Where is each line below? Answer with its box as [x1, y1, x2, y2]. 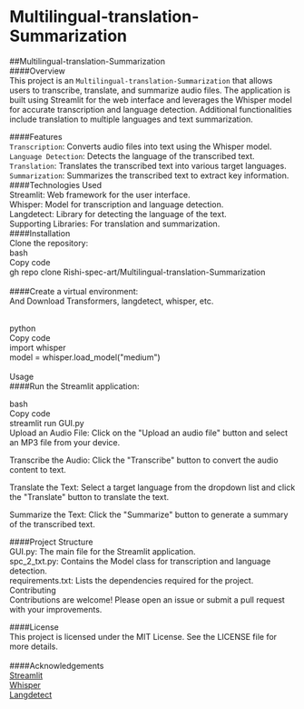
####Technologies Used [9, 179, 103, 190]
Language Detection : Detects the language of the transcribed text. [9, 150, 256, 161]
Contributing [9, 584, 56, 595]
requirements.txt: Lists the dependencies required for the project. [9, 574, 254, 585]
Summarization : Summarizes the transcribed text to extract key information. [9, 170, 289, 181]
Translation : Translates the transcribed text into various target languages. [9, 160, 288, 171]
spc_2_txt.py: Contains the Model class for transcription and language [9, 555, 271, 566]
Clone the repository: [9, 237, 89, 248]
